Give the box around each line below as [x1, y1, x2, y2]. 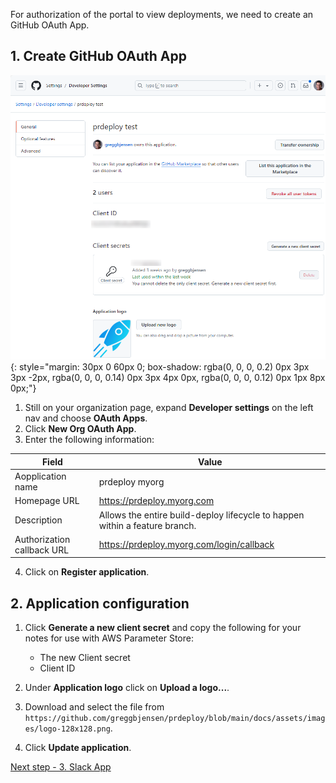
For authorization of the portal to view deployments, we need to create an [10, 9, 314, 20]
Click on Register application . [24, 566, 150, 578]
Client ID [39, 662, 76, 674]
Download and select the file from [24, 701, 165, 713]
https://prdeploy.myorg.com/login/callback [98, 539, 275, 551]
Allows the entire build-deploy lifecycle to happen [98, 509, 305, 521]
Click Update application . [24, 742, 132, 754]
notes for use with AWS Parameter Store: [24, 632, 194, 644]
